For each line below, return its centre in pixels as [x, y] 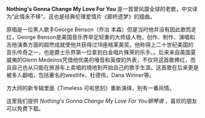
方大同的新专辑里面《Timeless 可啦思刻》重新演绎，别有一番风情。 [91, 88]
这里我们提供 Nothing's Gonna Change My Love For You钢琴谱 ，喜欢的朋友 [102, 101]
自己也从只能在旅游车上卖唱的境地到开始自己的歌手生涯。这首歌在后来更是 [105, 68]
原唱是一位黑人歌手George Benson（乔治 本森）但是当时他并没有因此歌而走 [102, 29]
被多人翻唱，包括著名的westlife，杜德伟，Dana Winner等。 [81, 75]
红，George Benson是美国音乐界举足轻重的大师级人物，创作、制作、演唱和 [101, 37]
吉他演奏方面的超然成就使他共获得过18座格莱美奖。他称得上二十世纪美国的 [100, 45]
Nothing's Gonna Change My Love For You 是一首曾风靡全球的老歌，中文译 [102, 9]
